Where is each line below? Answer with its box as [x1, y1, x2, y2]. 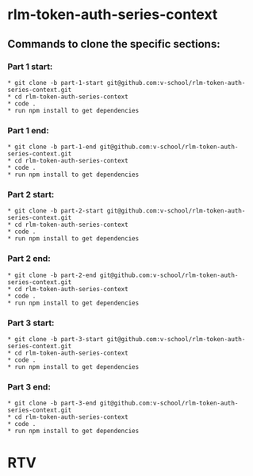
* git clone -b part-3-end [7, 399, 97, 408]
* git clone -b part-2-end [7, 271, 97, 279]
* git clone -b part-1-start [7, 79, 104, 86]
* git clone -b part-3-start [7, 336, 104, 344]
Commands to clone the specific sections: [7, 37, 220, 51]
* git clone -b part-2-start [7, 207, 104, 215]
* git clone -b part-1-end [7, 143, 97, 152]
